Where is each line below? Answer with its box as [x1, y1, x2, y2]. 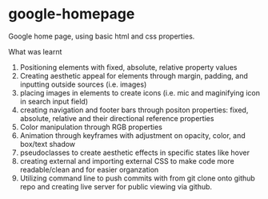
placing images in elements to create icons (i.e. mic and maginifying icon [19, 87, 261, 97]
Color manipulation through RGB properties [19, 122, 162, 132]
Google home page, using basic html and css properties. [8, 31, 195, 41]
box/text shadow [19, 139, 76, 148]
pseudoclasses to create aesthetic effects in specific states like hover [19, 148, 250, 157]
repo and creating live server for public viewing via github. [19, 181, 213, 191]
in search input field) [19, 96, 89, 106]
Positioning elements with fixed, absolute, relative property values [19, 62, 238, 72]
